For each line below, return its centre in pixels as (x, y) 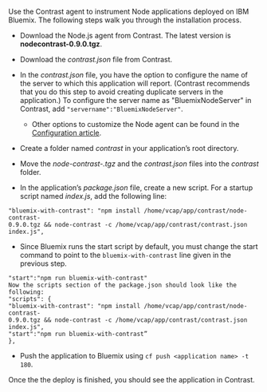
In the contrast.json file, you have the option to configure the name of (134, 75)
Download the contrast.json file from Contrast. (96, 59)
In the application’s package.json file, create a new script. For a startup (136, 188)
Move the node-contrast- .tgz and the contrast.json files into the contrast (139, 164)
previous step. (43, 263)
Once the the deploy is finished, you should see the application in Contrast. (132, 380)
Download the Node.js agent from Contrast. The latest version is (125, 36)
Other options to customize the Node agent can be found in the (135, 124)
